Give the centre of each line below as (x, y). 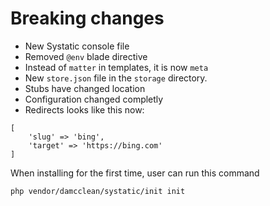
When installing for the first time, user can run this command (135, 173)
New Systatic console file (77, 46)
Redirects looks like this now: (84, 109)
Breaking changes (87, 18)
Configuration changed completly (94, 99)
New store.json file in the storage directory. (116, 78)
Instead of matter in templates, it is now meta (116, 67)
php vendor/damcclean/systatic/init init (98, 191)
